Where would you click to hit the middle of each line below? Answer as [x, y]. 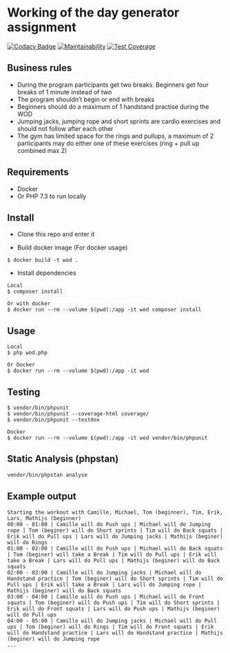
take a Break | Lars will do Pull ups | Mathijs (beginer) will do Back [114, 560]
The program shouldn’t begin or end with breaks [86, 99]
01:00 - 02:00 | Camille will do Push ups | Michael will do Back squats [115, 548]
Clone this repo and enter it [56, 234]
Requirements [38, 173]
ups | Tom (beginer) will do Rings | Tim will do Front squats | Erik [111, 627]
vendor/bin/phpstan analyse [48, 475]
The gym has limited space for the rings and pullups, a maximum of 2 [115, 136]
